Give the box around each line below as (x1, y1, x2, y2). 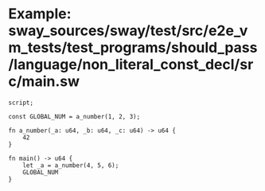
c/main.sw (8, 72, 80, 91)
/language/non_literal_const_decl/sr (8, 56, 254, 74)
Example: (8, 5, 72, 23)
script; (8, 99, 34, 107)
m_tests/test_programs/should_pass (8, 39, 258, 57)
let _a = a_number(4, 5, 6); (22, 161, 119, 170)
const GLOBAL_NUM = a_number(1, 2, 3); (8, 112, 141, 120)
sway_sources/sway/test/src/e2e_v (8, 21, 248, 40)
